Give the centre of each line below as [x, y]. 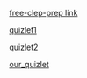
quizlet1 [23, 30]
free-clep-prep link [43, 13]
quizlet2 [24, 47]
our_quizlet [29, 64]
